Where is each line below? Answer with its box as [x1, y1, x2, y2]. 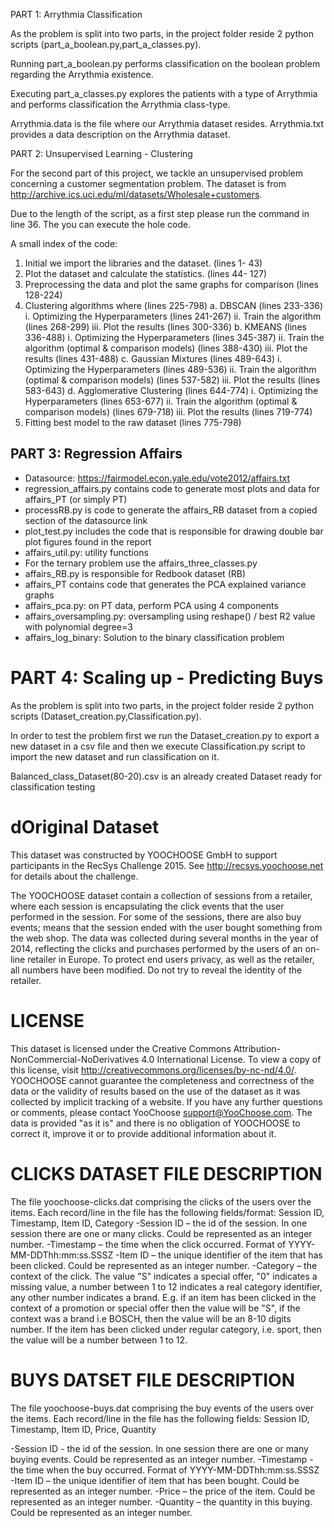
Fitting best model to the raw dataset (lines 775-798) [24, 417, 242, 428]
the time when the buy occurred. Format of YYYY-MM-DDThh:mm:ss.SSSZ [10, 1464, 320, 1476]
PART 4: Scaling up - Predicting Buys [10, 667, 324, 689]
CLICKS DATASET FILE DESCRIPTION [10, 1162, 323, 1185]
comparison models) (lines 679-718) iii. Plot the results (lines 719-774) [24, 406, 313, 418]
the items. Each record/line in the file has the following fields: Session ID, [10, 1412, 310, 1424]
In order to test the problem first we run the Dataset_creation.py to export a [10, 729, 320, 741]
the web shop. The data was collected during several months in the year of [10, 932, 319, 944]
